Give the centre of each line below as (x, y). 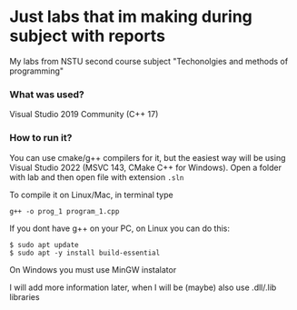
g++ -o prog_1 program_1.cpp (64, 211)
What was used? (47, 95)
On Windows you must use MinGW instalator (93, 269)
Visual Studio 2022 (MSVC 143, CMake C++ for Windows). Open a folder (145, 167)
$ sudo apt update (44, 245)
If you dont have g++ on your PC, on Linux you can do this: (119, 228)
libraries (25, 296)
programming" (37, 71)
